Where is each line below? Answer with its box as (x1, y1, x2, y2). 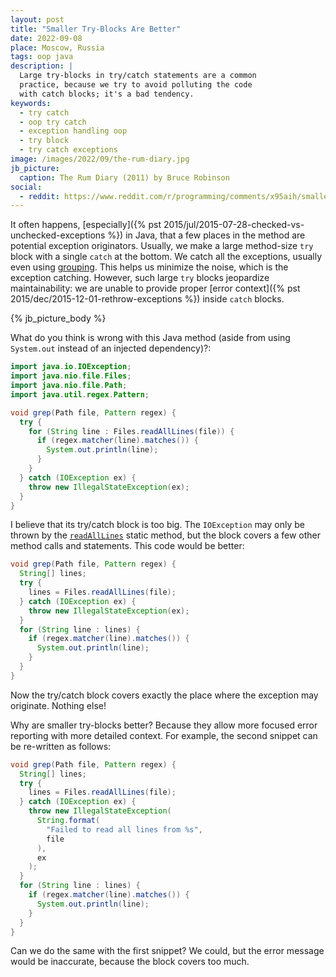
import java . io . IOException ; (10, 362, 132, 372)
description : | (10, 61, 74, 71)
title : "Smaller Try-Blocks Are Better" (10, 24, 182, 34)
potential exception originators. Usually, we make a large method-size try (10, 240, 314, 252)
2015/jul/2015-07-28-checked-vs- (163, 219, 305, 231)
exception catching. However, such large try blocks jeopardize (10, 272, 270, 284)
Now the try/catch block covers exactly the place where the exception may (10, 689, 319, 701)
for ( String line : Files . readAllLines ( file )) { (28, 426, 235, 436)
